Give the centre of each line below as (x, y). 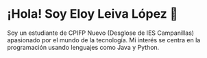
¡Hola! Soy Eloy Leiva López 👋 (93, 14)
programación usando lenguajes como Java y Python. (83, 47)
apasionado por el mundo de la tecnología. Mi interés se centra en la (104, 40)
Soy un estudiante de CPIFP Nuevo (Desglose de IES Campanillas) (100, 33)
